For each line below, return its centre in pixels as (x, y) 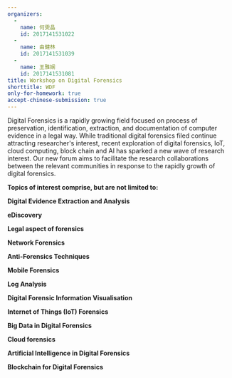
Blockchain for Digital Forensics (55, 367)
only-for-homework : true (44, 93)
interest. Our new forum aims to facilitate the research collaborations (108, 158)
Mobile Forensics (33, 270)
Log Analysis (27, 284)
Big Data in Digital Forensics (50, 326)
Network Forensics (36, 242)
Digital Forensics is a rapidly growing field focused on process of (102, 121)
